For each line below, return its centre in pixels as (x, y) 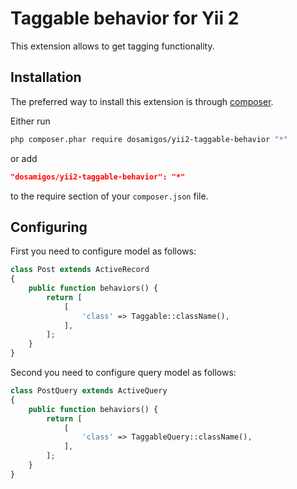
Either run (30, 121)
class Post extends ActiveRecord (80, 270)
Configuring (49, 227)
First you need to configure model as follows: (103, 251)
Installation (46, 77)
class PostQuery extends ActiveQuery (89, 391)
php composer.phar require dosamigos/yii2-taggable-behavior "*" (149, 139)
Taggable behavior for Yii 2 (125, 18)
